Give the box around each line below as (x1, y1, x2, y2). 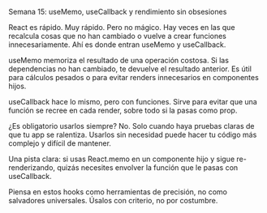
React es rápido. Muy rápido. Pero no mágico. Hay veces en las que (8, 23, 235, 32)
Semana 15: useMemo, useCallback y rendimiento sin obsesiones (8, 7, 227, 16)
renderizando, (8, 163, 55, 173)
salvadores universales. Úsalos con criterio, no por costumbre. (8, 196, 218, 205)
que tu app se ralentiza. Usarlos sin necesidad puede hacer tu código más (8, 130, 257, 139)
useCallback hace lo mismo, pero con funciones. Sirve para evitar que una (8, 97, 257, 106)
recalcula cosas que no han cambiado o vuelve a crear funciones (8, 32, 227, 40)
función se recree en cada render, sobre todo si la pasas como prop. (8, 105, 238, 115)
